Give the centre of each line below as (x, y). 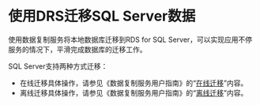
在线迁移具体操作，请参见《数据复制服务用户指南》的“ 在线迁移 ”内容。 (134, 83)
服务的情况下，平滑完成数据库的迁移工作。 (77, 49)
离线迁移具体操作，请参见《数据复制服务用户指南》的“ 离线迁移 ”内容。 (134, 92)
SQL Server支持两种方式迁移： (58, 66)
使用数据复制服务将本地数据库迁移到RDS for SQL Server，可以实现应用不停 (130, 39)
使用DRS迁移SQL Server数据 (102, 16)
